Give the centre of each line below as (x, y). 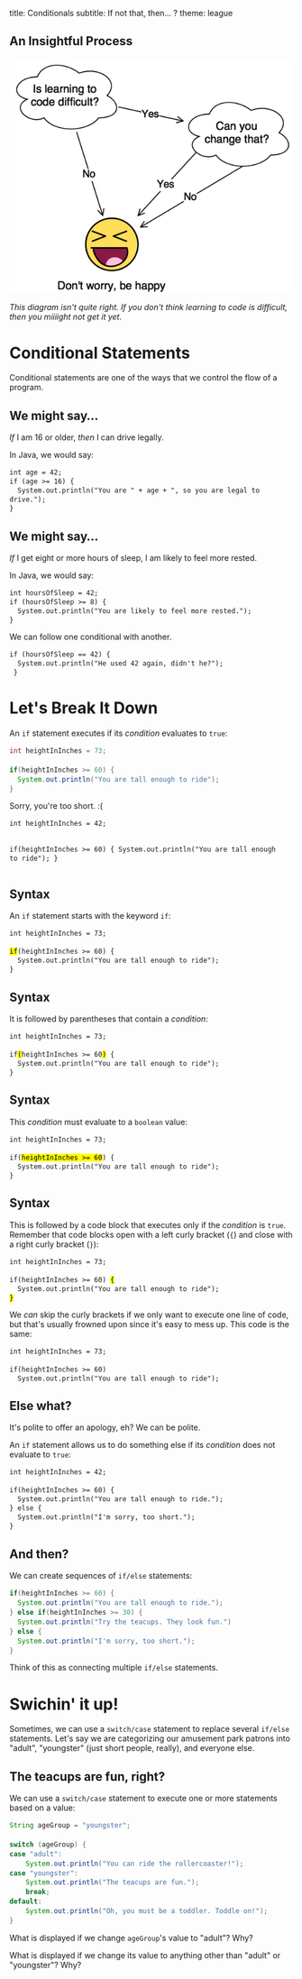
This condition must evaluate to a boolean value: (98, 1122)
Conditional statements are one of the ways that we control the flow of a (143, 378)
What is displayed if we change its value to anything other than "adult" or (145, 1955)
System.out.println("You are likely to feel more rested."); (135, 611)
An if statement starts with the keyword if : (90, 916)
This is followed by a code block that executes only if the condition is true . (148, 1224)
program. (27, 388)
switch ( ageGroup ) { (48, 1844)
